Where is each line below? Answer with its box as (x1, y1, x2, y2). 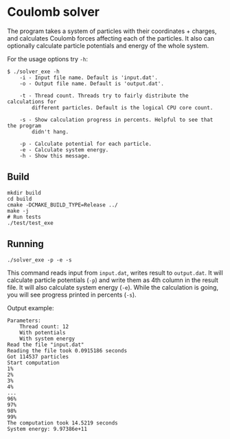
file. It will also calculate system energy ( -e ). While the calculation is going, (7, 283, 218, 291)
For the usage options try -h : (7, 54, 88, 63)
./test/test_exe (7, 219, 54, 226)
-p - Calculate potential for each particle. (19, 140, 152, 147)
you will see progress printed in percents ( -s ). (7, 290, 137, 299)
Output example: (7, 303, 54, 312)
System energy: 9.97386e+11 (7, 425, 88, 432)
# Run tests (7, 213, 41, 220)
